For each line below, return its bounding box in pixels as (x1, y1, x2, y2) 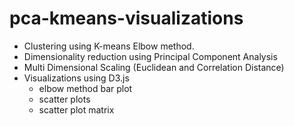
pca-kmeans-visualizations (9, 7, 244, 30)
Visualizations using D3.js (23, 72, 130, 84)
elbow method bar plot (38, 82, 133, 94)
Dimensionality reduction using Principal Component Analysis (23, 50, 278, 62)
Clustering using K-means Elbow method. (23, 40, 195, 52)
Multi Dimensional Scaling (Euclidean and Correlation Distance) (23, 61, 285, 73)
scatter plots (38, 93, 91, 105)
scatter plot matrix (38, 103, 115, 116)
